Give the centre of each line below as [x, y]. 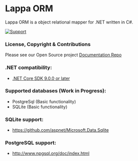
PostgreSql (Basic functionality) [44, 101]
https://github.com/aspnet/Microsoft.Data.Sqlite [60, 130]
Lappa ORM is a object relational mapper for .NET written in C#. [69, 22]
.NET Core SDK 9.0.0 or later [41, 78]
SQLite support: [24, 119]
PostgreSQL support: [31, 143]
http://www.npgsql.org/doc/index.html [51, 153]
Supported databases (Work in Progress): [56, 91]
